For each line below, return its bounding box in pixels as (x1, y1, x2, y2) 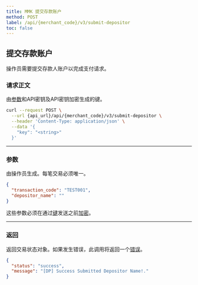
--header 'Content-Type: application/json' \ (11, 118, 126, 124)
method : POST (6, 14, 38, 20)
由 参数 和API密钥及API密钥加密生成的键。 (6, 95, 105, 103)
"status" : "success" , (11, 263, 65, 269)
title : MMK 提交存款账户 (6, 8, 62, 15)
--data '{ (11, 124, 35, 130)
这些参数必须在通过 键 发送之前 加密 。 (6, 210, 94, 217)
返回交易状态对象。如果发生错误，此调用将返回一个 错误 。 (6, 246, 146, 253)
